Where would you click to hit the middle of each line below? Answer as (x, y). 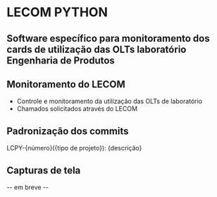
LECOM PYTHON (57, 12)
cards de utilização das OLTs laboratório (97, 49)
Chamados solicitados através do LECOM (77, 109)
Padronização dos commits (68, 131)
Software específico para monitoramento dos (108, 38)
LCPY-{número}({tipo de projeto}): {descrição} (74, 148)
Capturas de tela (44, 170)
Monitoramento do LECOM (66, 84)
